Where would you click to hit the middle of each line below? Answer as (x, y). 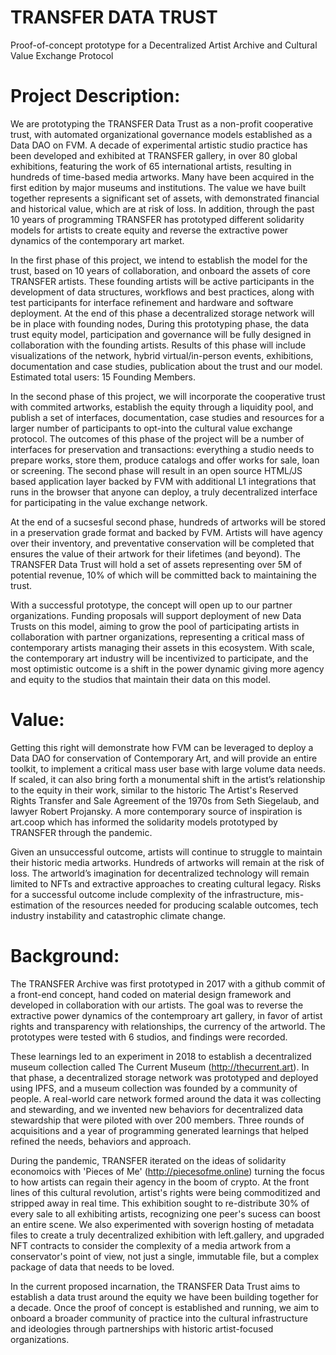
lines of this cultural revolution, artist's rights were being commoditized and (165, 1192)
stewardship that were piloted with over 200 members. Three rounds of (157, 1120)
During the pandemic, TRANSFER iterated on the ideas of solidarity (148, 1160)
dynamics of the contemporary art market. (97, 240)
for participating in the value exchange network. (109, 502)
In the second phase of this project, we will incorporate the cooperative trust (168, 396)
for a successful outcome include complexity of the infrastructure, (146, 894)
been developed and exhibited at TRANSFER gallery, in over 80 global (154, 155)
